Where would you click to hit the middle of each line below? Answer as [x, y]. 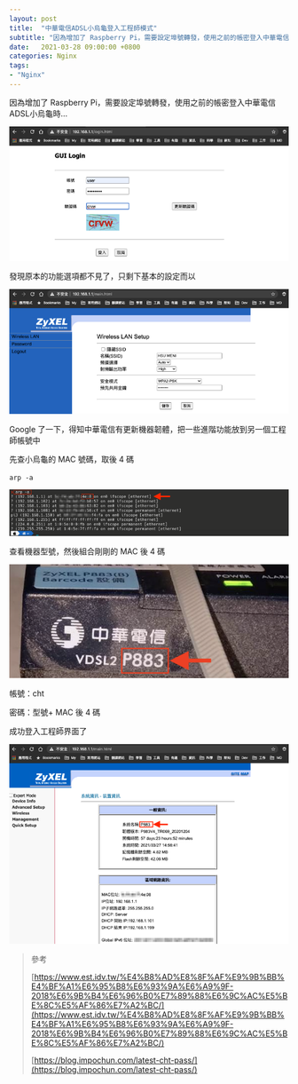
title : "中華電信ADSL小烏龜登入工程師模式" [83, 28]
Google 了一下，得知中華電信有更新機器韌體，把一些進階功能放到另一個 [140, 430]
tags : [19, 66]
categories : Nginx [43, 56]
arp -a [21, 478]
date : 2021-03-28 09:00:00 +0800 [75, 47]
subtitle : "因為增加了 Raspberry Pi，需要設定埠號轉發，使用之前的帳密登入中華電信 [149, 37]
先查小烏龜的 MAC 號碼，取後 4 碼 [72, 459]
